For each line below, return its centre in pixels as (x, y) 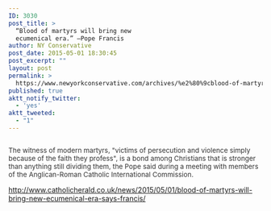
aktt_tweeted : (32, 114)
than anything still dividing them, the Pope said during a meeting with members (133, 166)
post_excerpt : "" (38, 61)
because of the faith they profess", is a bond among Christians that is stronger (132, 158)
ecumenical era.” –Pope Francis (70, 38)
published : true (35, 91)
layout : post (30, 68)
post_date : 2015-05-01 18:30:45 (63, 53)
